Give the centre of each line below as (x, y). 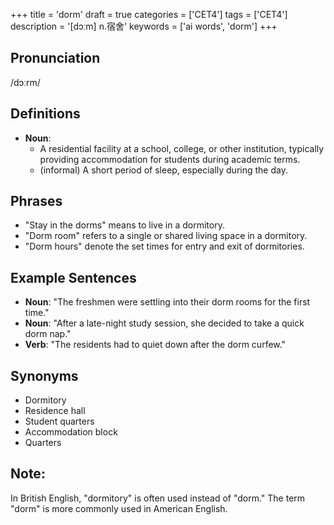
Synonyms (44, 375)
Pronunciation (55, 58)
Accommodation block (71, 432)
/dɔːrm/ (25, 82)
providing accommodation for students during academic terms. (170, 159)
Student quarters (59, 421)
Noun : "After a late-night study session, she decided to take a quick (164, 323)
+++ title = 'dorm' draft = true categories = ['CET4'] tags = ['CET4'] (149, 14)
